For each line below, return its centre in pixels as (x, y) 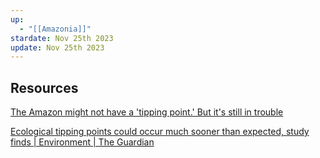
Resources (44, 87)
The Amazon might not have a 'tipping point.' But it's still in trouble (147, 112)
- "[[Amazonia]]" (55, 29)
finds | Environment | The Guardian (82, 142)
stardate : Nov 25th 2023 (62, 38)
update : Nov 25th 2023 (57, 47)
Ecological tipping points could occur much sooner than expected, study (160, 132)
